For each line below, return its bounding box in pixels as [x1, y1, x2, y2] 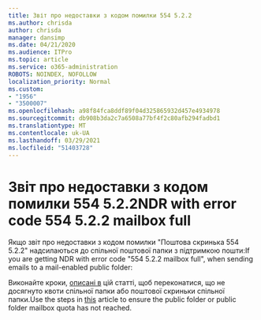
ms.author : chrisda [8, 19, 73, 27]
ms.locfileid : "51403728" [8, 144, 93, 152]
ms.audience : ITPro [8, 48, 73, 56]
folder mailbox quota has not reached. [8, 303, 132, 313]
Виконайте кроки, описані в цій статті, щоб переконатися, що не [8, 278, 226, 288]
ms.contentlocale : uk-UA [8, 129, 90, 137]
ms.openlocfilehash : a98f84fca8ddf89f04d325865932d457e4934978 [8, 107, 221, 115]
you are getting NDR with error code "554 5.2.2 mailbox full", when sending [8, 254, 254, 264]
